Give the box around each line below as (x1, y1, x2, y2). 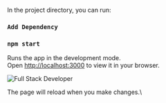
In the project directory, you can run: (7, 6, 111, 14)
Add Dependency (7, 23, 59, 30)
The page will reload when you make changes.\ (7, 88, 142, 96)
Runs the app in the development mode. (7, 54, 121, 62)
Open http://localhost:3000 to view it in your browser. (7, 62, 160, 70)
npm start (7, 39, 40, 48)
